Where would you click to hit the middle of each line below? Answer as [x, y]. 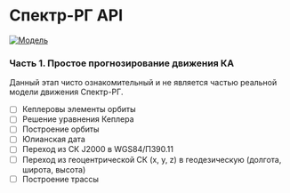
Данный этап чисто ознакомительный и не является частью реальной [143, 83]
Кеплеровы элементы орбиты [79, 109]
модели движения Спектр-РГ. [66, 92]
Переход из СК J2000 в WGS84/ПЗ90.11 [97, 149]
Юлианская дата [54, 140]
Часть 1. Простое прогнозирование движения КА [122, 63]
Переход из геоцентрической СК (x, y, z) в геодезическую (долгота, [152, 159]
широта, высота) [54, 169]
